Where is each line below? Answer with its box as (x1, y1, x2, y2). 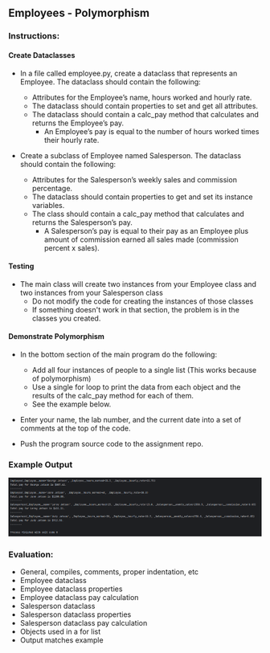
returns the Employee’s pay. (31, 118, 125, 128)
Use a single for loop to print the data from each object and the (31, 382, 241, 392)
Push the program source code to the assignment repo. (19, 439, 203, 448)
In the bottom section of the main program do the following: (19, 349, 218, 359)
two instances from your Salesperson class (19, 288, 163, 297)
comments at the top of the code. (19, 423, 131, 433)
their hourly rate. (43, 135, 100, 145)
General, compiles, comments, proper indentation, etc (19, 567, 199, 577)
